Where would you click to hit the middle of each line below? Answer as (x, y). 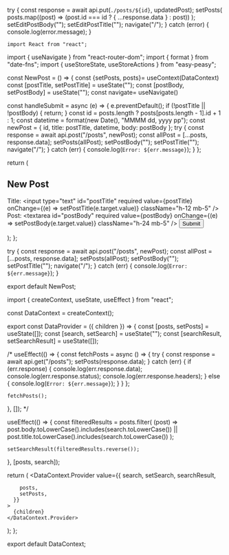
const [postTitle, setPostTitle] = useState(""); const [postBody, (96, 85)
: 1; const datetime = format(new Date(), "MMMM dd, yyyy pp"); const (106, 120)
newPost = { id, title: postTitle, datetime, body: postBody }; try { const (106, 127)
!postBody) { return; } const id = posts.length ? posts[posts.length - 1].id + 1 (114, 113)
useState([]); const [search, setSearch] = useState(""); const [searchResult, (115, 333)
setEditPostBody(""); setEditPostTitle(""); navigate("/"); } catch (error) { (108, 24)
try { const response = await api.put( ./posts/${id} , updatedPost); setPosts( (115, 10)
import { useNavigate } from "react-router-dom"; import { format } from (108, 57)
